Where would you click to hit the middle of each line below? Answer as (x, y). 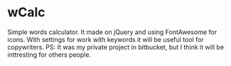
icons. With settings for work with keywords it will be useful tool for (106, 39)
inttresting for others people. (49, 55)
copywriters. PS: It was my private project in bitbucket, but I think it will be (116, 47)
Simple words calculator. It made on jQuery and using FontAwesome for (112, 32)
